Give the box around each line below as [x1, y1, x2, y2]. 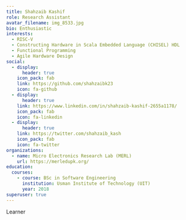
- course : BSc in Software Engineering [17, 175, 116, 181]
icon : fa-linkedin [17, 114, 63, 120]
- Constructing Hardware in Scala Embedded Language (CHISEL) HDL [11, 42, 180, 48]
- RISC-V [11, 36, 33, 42]
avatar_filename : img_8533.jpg [6, 20, 84, 26]
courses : [11, 169, 33, 176]
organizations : [6, 147, 44, 153]
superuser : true [6, 191, 46, 197]
